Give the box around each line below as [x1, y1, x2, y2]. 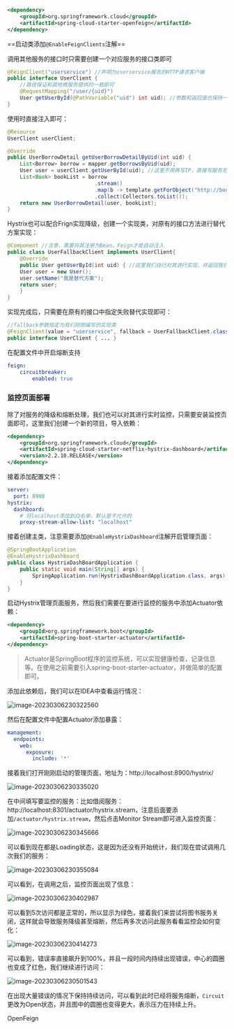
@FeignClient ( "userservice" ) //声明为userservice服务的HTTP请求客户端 [7, 69, 205, 75]
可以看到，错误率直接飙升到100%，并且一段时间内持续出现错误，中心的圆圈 [7, 954, 225, 963]
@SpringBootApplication [7, 546, 77, 554]
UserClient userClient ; [7, 135, 77, 142]
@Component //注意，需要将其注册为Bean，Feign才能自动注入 [7, 242, 164, 250]
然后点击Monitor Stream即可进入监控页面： [93, 814, 218, 823]
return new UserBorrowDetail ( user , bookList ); [19, 199, 157, 206]
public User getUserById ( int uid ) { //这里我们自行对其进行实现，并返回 [19, 261, 218, 268]
